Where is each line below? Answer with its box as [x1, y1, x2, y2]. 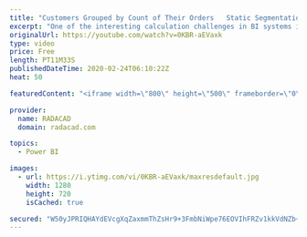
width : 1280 [26, 180, 71, 190]
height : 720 [26, 189, 71, 199]
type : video [9, 38, 55, 48]
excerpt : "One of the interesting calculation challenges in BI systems [9, 22, 292, 31]
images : [9, 164, 39, 173]
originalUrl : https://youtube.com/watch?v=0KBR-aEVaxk [9, 30, 223, 39]
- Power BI [17, 148, 59, 157]
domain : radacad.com [17, 122, 96, 132]
